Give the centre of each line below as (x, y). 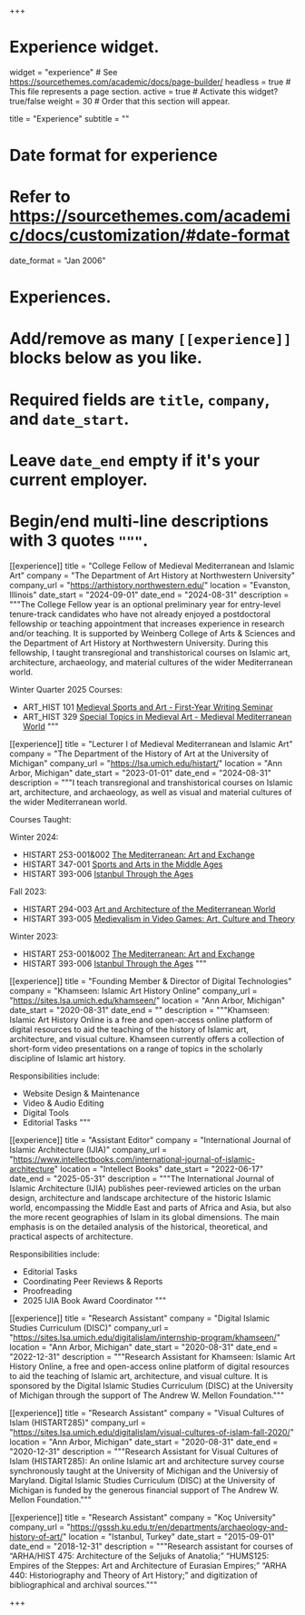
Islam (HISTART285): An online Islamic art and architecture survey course (147, 1461)
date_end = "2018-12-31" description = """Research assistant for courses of (151, 1546)
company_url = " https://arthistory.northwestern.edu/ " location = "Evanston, (150, 585)
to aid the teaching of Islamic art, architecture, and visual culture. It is (139, 1375)
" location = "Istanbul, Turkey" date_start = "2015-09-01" (168, 1536)
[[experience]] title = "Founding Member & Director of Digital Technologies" (151, 980)
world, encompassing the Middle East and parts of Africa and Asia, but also (151, 1207)
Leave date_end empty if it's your (135, 460)
